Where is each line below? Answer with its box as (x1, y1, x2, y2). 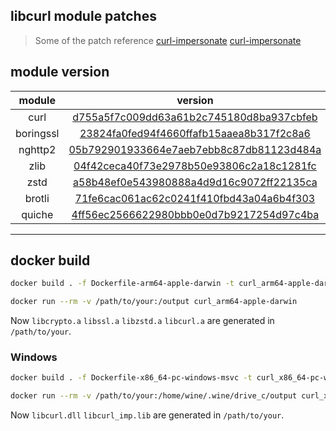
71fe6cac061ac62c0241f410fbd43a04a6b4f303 (74, 191, 316, 205)
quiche (21, 207, 54, 221)
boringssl (15, 126, 60, 140)
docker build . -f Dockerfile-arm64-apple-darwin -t (10, 279, 235, 289)
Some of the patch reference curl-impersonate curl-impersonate (34, 34, 302, 46)
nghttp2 (18, 142, 57, 156)
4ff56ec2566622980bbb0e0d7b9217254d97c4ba (71, 207, 320, 221)
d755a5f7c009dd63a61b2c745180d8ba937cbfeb (72, 110, 318, 124)
